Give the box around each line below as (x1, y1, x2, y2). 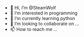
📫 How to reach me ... (10, 26, 58, 32)
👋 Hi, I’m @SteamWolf (10, 5, 56, 10)
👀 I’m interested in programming (10, 10, 78, 16)
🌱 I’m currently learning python (10, 15, 75, 21)
